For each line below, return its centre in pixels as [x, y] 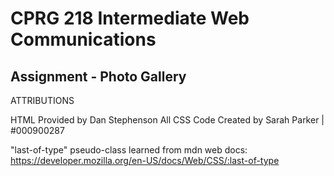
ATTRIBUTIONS [42, 100]
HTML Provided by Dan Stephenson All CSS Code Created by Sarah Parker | [167, 120]
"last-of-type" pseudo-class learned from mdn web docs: [129, 150]
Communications [83, 39]
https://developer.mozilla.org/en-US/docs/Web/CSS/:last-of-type [145, 160]
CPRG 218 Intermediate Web [130, 18]
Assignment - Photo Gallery [98, 76]
